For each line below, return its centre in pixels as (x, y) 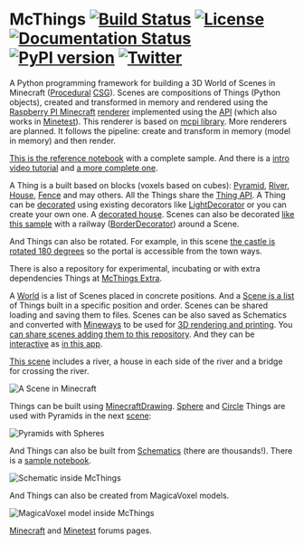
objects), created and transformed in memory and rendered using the (139, 102)
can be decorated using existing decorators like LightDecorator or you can (148, 205)
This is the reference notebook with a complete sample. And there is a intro (149, 158)
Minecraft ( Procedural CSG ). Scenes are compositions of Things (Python (145, 92)
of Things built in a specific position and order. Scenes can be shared (139, 305)
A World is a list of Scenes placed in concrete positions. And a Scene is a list (152, 295)
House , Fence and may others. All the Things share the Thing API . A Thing (148, 195)
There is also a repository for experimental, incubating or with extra (135, 268)
